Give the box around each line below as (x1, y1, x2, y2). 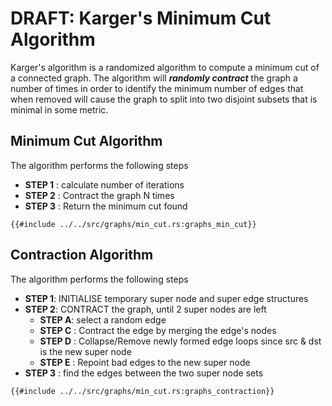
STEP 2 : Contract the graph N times (24, 189, 175, 201)
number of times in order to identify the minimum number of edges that (10, 82, 304, 94)
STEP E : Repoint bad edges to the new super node (39, 356, 251, 368)
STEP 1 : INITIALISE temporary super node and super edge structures (24, 292, 309, 304)
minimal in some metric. (10, 103, 109, 116)
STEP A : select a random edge (39, 313, 167, 326)
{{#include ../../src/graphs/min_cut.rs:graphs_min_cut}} (10, 219, 257, 229)
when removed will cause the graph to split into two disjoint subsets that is (10, 93, 318, 105)
